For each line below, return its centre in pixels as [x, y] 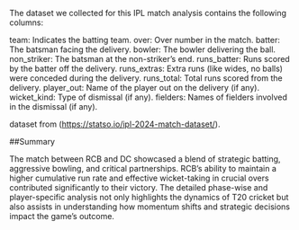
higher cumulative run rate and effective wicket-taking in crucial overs [139, 178]
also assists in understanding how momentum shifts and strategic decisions [150, 207]
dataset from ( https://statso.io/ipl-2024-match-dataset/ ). [115, 124]
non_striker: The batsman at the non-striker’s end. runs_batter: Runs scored [149, 59]
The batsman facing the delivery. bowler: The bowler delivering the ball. [143, 49]
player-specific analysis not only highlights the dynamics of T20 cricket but [149, 197]
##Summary [32, 142]
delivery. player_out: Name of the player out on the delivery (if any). [134, 88]
